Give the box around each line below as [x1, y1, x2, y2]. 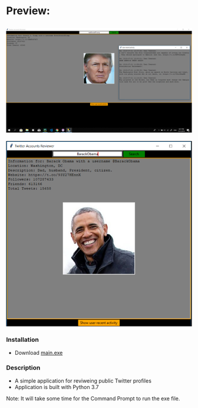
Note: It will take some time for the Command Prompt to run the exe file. [6, 394, 180, 402]
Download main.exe [14, 349, 63, 356]
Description [6, 364, 41, 372]
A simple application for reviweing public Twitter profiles [14, 377, 152, 384]
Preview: [6, 4, 50, 18]
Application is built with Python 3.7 [14, 383, 99, 390]
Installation [6, 335, 39, 344]
